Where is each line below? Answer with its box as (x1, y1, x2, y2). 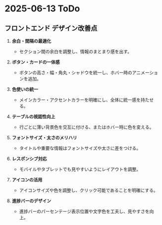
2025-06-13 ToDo (4, 3, 80, 14)
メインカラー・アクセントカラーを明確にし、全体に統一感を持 (19, 97, 145, 103)
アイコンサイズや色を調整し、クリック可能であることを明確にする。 (19, 187, 158, 193)
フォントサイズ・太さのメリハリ (11, 135, 77, 140)
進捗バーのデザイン (11, 198, 52, 204)
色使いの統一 (11, 86, 38, 92)
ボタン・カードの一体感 (11, 59, 60, 65)
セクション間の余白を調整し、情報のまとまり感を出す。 (19, 49, 132, 55)
